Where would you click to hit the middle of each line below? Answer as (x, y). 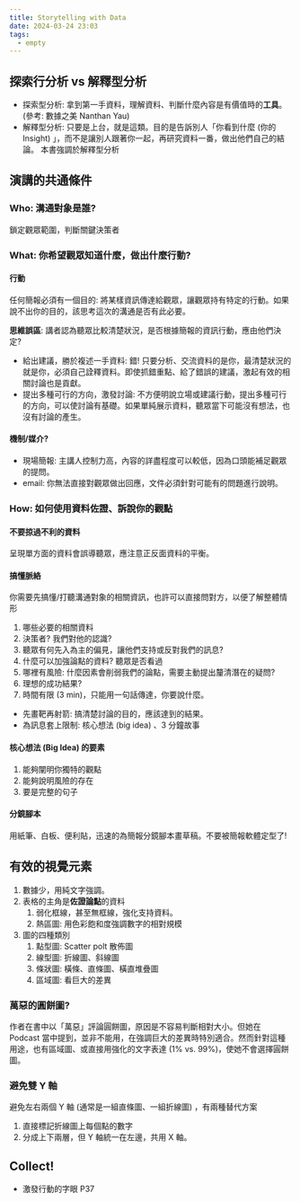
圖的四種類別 (46, 934)
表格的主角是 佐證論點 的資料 (74, 901)
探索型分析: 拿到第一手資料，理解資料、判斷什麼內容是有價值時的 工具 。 (154, 105)
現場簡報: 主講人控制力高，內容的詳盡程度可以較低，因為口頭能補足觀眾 (154, 461)
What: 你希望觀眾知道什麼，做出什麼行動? (100, 255)
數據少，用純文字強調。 (66, 889)
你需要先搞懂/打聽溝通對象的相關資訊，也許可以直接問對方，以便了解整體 (145, 597)
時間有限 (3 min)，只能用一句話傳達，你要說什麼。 (115, 695)
